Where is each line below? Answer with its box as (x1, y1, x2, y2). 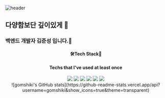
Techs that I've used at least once (49, 64, 123, 70)
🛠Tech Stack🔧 (69, 51, 102, 57)
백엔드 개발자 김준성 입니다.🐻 (5, 37, 73, 44)
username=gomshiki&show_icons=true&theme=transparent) (22, 87, 150, 93)
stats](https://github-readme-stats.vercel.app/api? (54, 82, 160, 88)
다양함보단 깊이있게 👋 (5, 21, 69, 30)
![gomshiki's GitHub (11, 82, 54, 88)
